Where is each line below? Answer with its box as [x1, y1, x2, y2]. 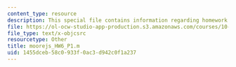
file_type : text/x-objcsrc [7, 29, 86, 37]
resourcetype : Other [7, 36, 68, 43]
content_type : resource [7, 10, 77, 17]
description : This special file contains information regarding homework [7, 17, 228, 24]
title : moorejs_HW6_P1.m [7, 43, 80, 50]
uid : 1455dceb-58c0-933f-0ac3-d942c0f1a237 [7, 50, 137, 57]
